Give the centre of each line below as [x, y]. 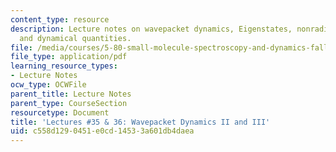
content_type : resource [60, 19]
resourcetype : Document [60, 112]
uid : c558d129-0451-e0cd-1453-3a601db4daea [102, 131]
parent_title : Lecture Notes [71, 94]
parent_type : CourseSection [69, 103]
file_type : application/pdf [69, 57]
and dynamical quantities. [75, 38]
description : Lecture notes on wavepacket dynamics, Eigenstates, [151, 29]
